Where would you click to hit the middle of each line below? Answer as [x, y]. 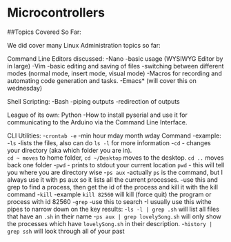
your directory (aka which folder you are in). [70, 150]
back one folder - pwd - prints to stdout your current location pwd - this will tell [116, 165]
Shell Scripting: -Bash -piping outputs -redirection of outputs [94, 101]
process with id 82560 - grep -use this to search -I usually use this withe [109, 201]
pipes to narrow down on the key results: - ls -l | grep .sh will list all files [113, 209]
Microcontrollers [56, 13]
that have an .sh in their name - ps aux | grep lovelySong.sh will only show [114, 216]
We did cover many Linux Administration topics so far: [84, 45]
